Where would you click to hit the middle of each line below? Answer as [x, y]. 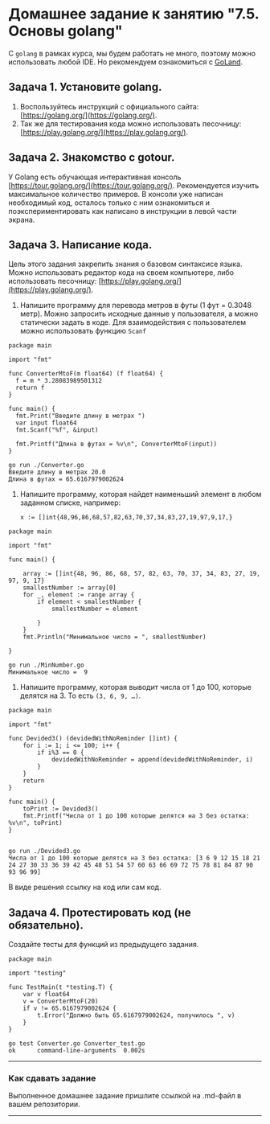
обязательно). [46, 925]
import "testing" [37, 974]
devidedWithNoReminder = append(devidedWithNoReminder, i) [152, 760]
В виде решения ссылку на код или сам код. [85, 887]
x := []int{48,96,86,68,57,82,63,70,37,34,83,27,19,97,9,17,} [126, 518]
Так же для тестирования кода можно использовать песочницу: [131, 123]
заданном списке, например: [70, 503]
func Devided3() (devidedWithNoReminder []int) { [93, 739]
